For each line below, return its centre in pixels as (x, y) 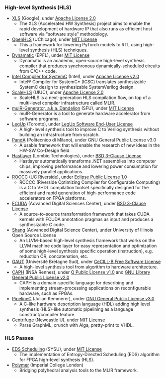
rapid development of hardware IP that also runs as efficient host (86, 29)
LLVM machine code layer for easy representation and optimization (88, 246)
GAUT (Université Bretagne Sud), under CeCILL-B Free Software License (86, 262)
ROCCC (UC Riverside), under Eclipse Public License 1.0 (69, 177)
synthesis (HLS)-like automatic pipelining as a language (76, 309)
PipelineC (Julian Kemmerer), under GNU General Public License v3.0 (83, 299)
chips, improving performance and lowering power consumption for (88, 166)
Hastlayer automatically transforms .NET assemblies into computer (87, 161)
